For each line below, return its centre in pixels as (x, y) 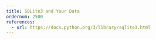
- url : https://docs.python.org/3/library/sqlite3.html (81, 27)
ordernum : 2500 (25, 17)
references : (21, 22)
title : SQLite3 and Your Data (43, 11)
